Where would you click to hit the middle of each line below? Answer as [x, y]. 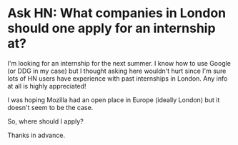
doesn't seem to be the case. [50, 107]
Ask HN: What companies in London [117, 13]
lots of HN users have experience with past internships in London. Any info [118, 78]
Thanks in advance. [36, 135]
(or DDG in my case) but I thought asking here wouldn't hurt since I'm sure [117, 71]
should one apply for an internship [111, 28]
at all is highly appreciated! [47, 86]
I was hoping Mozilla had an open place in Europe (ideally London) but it [114, 100]
